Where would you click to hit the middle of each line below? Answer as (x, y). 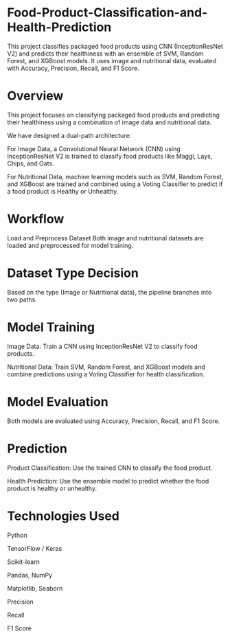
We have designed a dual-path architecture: (69, 135)
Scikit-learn (23, 562)
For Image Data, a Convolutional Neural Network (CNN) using (94, 148)
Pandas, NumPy (30, 575)
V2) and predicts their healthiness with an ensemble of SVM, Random (105, 54)
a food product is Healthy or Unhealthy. (63, 191)
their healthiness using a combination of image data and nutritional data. (109, 122)
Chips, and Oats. (31, 163)
